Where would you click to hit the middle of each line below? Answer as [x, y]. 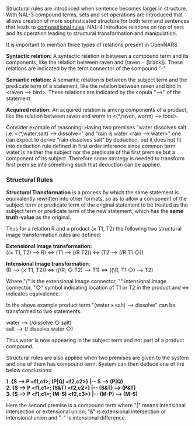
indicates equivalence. [33, 294]
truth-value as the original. [39, 217]
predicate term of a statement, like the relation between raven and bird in [94, 86]
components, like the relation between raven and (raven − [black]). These [95, 62]
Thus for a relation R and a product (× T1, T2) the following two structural [94, 229]
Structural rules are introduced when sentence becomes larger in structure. [97, 8]
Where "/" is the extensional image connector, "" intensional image [86, 281]
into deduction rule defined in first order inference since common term [91, 146]
